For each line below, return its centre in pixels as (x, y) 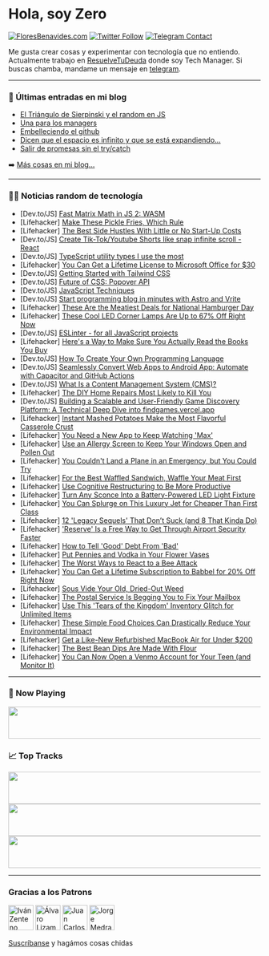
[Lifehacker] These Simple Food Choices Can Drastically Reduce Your (135, 622)
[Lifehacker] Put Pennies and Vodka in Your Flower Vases (114, 554)
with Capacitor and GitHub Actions (77, 375)
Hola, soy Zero (58, 14)
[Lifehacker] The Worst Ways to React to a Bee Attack (108, 563)
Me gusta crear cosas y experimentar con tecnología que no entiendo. (124, 51)
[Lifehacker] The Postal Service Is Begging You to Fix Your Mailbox (130, 597)
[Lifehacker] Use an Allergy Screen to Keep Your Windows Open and (133, 444)
